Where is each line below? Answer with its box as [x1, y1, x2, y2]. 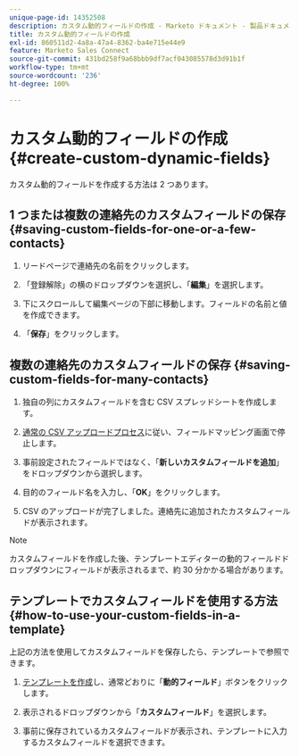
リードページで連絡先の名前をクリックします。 [21, 261, 195, 271]
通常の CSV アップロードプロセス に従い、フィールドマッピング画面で [21, 427, 278, 437]
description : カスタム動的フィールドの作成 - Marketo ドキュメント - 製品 [9, 21, 263, 30]
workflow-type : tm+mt [9, 63, 90, 72]
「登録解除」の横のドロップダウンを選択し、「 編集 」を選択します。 [21, 279, 269, 290]
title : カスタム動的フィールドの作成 [9, 29, 131, 38]
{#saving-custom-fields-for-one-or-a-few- [9, 221, 257, 237]
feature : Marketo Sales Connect [9, 46, 129, 55]
